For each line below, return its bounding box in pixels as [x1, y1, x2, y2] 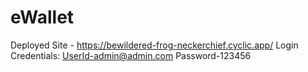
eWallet [10, 6, 75, 29]
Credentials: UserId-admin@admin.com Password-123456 [10, 49, 252, 61]
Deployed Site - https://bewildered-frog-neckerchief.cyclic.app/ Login [10, 39, 299, 51]
